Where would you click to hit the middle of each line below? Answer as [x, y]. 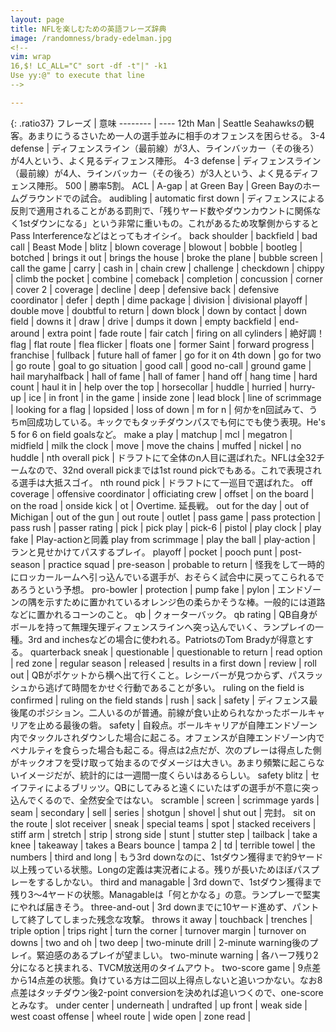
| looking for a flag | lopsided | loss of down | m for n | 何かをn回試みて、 [160, 409]
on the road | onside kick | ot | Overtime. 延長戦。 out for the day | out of [160, 505]
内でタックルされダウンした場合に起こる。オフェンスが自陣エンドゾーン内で [167, 737]
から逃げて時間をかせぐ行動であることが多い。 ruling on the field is [166, 687]
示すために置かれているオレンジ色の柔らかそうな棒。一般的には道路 [185, 602]
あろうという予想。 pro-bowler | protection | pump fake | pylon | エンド [157, 589]
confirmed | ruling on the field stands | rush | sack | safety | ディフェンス [160, 700]
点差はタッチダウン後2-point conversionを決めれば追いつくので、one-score [167, 992]
